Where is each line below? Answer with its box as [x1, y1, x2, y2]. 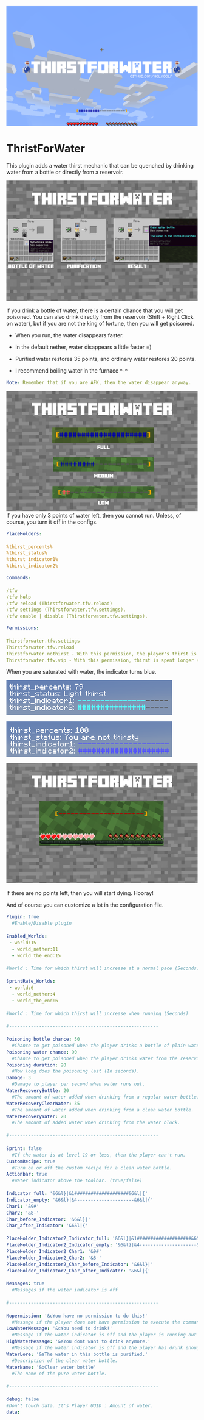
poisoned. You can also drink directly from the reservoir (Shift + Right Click [6, 313, 194, 320]
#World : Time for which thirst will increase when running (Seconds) [6, 1010, 189, 1016]
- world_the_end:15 [12, 952, 61, 958]
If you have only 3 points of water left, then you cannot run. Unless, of [6, 512, 182, 519]
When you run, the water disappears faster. [15, 331, 124, 338]
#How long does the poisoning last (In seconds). [12, 1068, 140, 1074]
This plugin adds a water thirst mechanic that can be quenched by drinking [6, 162, 194, 169]
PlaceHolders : [6, 530, 42, 537]
